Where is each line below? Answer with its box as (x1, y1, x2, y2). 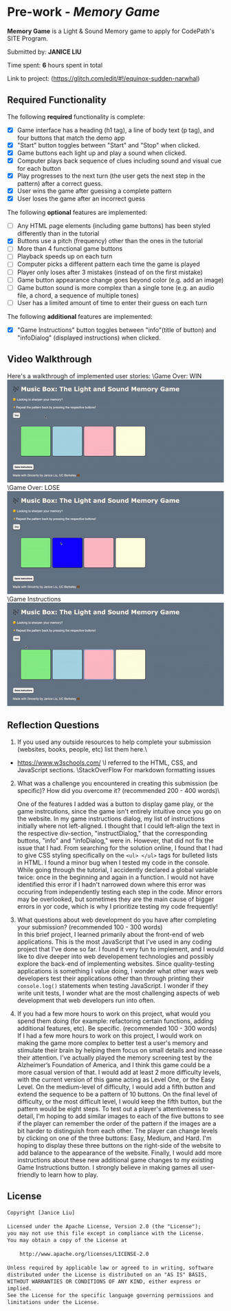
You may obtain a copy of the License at (7, 1237, 128, 1244)
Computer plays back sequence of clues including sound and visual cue (16, 156, 222, 165)
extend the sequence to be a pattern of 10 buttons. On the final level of (16, 1090, 218, 1098)
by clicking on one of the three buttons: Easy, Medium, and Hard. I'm (16, 1134, 212, 1142)
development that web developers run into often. (16, 996, 156, 1004)
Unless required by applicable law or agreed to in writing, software (7, 1265, 214, 1272)
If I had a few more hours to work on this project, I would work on (16, 1031, 202, 1040)
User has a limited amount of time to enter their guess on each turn (16, 298, 208, 307)
